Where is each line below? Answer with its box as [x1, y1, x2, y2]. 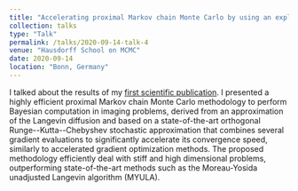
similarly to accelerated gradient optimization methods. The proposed [9, 143, 264, 154]
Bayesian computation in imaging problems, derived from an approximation [9, 106, 284, 116]
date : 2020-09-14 [9, 54, 74, 63]
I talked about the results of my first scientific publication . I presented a [9, 86, 270, 98]
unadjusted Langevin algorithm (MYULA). [9, 171, 161, 182]
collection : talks [9, 21, 77, 30]
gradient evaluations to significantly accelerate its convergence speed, [9, 134, 268, 145]
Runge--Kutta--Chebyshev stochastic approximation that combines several [9, 124, 285, 135]
